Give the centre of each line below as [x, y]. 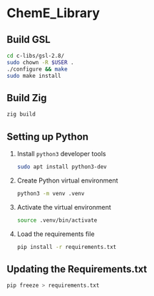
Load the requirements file [56, 234]
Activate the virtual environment [64, 207]
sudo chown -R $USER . [40, 62]
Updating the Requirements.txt [77, 269]
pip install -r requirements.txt [67, 247]
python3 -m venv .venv [51, 193]
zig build [21, 114]
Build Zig [27, 98]
